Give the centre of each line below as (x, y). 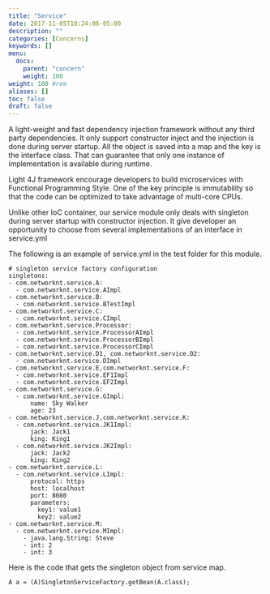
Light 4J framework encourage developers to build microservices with (126, 180)
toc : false (27, 99)
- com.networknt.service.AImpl (69, 290)
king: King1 (50, 439)
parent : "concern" (54, 69)
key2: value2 (60, 517)
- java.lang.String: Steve (69, 538)
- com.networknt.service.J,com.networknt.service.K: (99, 418)
